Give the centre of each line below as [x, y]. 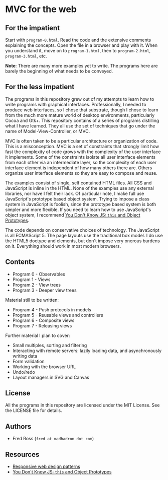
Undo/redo [24, 372]
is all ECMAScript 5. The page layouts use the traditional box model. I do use [84, 235]
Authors [18, 426]
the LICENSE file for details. [34, 410]
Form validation [29, 361]
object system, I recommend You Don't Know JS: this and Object [73, 215]
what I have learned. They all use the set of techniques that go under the [80, 126]
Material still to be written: [32, 300]
